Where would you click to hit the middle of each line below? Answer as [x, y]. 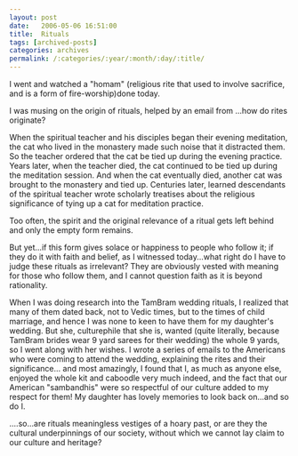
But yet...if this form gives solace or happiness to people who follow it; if [141, 247]
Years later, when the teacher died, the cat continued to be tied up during [144, 166]
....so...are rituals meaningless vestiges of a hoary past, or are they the [138, 424]
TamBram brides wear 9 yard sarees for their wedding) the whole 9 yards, [145, 340]
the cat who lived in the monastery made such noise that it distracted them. [148, 147]
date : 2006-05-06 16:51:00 [63, 26]
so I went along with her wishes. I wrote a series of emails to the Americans [148, 349]
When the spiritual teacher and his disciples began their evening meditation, [149, 137]
